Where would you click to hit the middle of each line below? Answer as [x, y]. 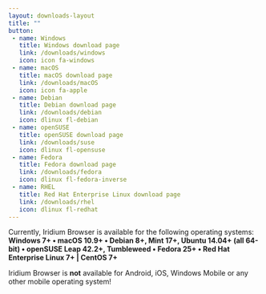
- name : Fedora [37, 157]
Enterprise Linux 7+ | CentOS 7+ [63, 258]
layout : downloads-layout [51, 16]
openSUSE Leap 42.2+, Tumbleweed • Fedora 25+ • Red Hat [128, 249]
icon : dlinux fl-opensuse [62, 150]
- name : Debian [37, 98]
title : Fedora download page [67, 165]
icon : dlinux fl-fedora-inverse [73, 180]
